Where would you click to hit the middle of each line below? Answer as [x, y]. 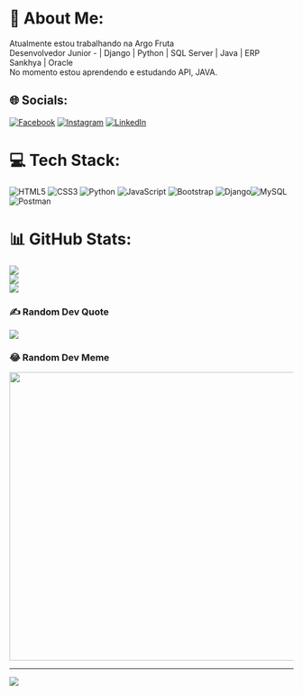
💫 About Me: [57, 18]
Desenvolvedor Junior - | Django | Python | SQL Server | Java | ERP [134, 52]
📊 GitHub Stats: [71, 239]
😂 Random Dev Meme [60, 357]
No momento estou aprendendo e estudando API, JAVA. [114, 72]
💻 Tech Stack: [65, 160]
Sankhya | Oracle [41, 62]
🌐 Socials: [39, 101]
